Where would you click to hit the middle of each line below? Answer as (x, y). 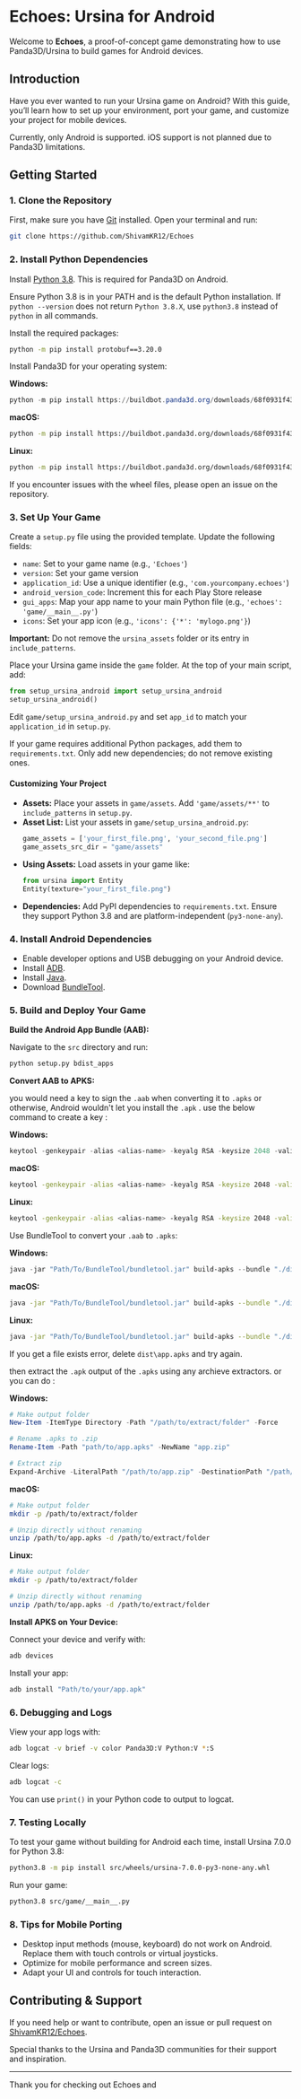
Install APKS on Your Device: (64, 1622)
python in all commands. (54, 315)
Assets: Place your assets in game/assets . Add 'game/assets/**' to (146, 803)
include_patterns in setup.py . (77, 813)
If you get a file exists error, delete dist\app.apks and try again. (126, 1353)
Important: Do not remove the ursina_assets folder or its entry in (129, 638)
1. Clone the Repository (60, 201)
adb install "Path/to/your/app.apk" (77, 1689)
